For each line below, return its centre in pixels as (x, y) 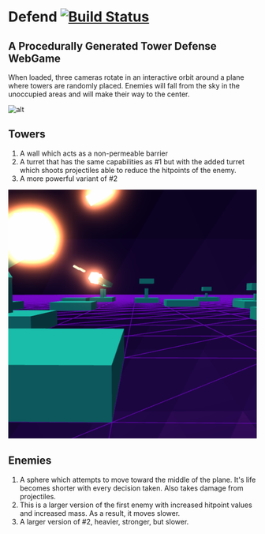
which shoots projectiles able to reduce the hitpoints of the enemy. (128, 170)
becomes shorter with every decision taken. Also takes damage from (131, 488)
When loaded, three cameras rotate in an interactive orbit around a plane (126, 77)
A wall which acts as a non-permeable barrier (93, 153)
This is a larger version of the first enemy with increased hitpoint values (136, 505)
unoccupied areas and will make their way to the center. (99, 94)
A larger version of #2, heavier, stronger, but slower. (104, 521)
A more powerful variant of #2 (69, 179)
